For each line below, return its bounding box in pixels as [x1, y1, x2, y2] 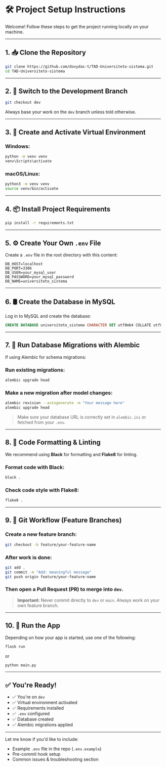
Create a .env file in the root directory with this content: [5, 252, 118, 258]
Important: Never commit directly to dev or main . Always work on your [17, 597, 160, 603]
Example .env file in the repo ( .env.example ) [12, 746, 102, 752]
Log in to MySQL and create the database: [5, 313, 91, 319]
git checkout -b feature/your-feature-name [5, 542, 96, 547]
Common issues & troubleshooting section [12, 757, 99, 763]
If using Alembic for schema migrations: [5, 354, 86, 360]
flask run [5, 644, 26, 649]
